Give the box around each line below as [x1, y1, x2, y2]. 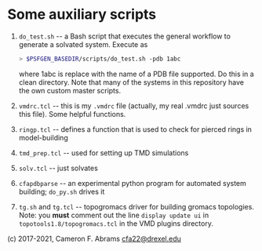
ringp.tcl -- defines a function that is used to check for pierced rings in [18, 124, 253, 134]
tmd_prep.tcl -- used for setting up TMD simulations [18, 147, 189, 158]
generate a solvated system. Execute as [18, 39, 148, 49]
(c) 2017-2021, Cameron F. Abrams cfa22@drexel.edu [7, 234, 182, 243]
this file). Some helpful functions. [18, 109, 126, 118]
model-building [18, 133, 68, 142]
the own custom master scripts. [18, 85, 122, 95]
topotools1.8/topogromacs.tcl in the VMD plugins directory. [18, 218, 213, 228]
